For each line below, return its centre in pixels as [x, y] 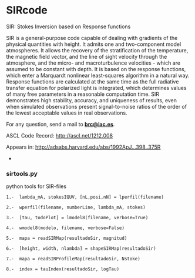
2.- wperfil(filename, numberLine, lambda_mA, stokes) [76, 207]
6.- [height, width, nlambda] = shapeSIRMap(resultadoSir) [81, 249]
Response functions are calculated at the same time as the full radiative [93, 81]
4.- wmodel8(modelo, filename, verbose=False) [65, 228]
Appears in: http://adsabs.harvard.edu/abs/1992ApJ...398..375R [83, 147]
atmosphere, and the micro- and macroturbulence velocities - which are [93, 63]
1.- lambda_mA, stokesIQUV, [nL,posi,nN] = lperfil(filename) [85, 197]
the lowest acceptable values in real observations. [67, 113]
